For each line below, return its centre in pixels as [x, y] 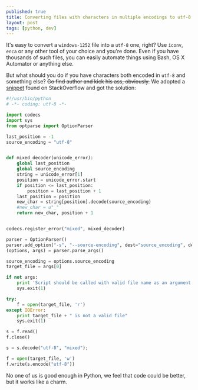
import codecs [24, 115]
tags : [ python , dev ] [32, 28]
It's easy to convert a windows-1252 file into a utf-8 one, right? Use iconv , [95, 45]
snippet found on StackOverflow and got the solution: [71, 88]
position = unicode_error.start [56, 180]
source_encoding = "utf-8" [39, 142]
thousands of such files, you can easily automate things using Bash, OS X [95, 57]
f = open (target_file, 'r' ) [51, 304]
